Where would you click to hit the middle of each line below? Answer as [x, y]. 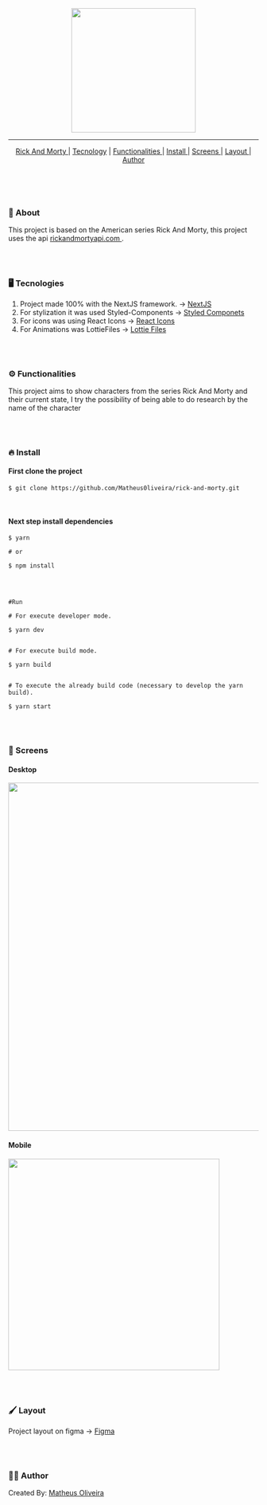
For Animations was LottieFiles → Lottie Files [93, 329]
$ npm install [32, 566]
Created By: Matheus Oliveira [56, 1493]
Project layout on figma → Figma [62, 1431]
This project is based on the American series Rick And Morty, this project [128, 230]
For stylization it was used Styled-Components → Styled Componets [132, 312]
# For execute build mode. [53, 651]
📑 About [24, 212]
